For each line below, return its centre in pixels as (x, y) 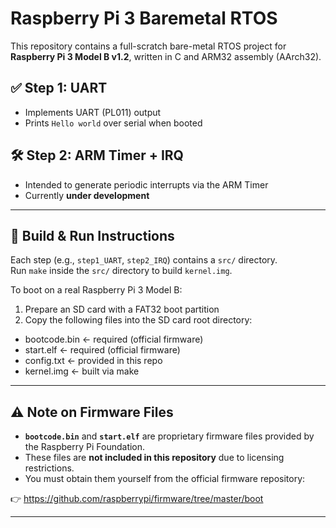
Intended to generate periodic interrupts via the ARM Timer (146, 184)
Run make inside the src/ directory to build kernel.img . (121, 271)
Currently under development (87, 195)
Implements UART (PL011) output (93, 112)
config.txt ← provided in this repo (93, 361)
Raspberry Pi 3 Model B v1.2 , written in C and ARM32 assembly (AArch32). (166, 56)
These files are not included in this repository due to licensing (154, 458)
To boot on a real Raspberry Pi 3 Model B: (96, 290)
